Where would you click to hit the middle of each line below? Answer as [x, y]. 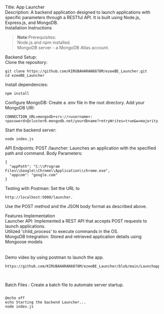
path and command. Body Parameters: [44, 153]
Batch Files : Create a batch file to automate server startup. [64, 285]
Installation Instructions [29, 28]
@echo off [15, 298]
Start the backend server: [31, 130]
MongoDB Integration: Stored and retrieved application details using [73, 237]
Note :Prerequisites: [36, 37]
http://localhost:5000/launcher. [39, 197]
